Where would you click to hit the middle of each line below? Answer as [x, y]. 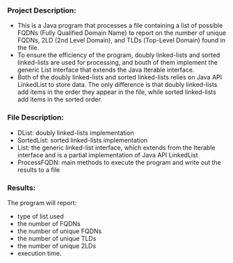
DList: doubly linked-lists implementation [75, 133]
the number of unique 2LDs [56, 246]
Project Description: [42, 10]
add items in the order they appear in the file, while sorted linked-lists [117, 92]
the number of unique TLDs [57, 238]
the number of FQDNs [49, 223]
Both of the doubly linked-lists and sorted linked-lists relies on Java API [120, 77]
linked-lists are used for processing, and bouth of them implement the [117, 63]
